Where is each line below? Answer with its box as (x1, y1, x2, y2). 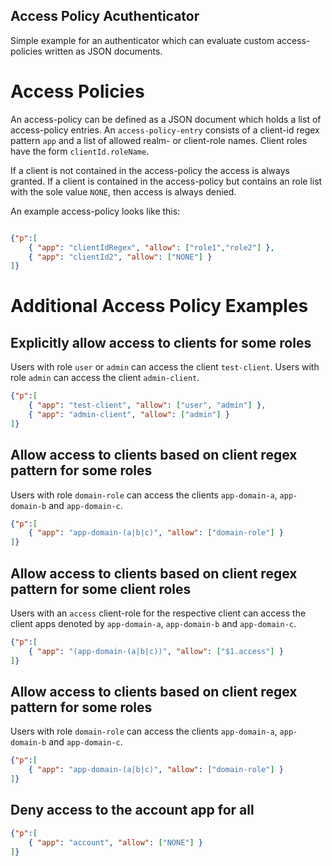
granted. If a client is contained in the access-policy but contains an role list (10, 175, 323, 187)
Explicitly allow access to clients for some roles (10, 334, 312, 351)
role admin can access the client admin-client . (10, 372, 200, 384)
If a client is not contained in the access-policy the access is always (10, 164, 290, 176)
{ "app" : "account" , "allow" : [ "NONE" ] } (28, 837, 204, 848)
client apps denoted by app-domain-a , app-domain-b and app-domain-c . (10, 618, 297, 629)
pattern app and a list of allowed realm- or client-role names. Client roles (10, 134, 308, 146)
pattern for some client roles (10, 580, 192, 598)
